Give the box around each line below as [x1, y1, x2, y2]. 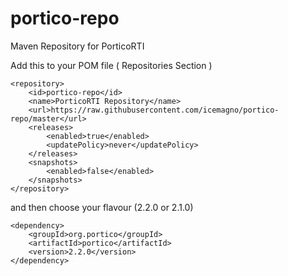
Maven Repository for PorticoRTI [10, 40, 145, 52]
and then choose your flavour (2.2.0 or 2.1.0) [10, 201, 194, 213]
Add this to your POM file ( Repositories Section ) [10, 59, 213, 71]
